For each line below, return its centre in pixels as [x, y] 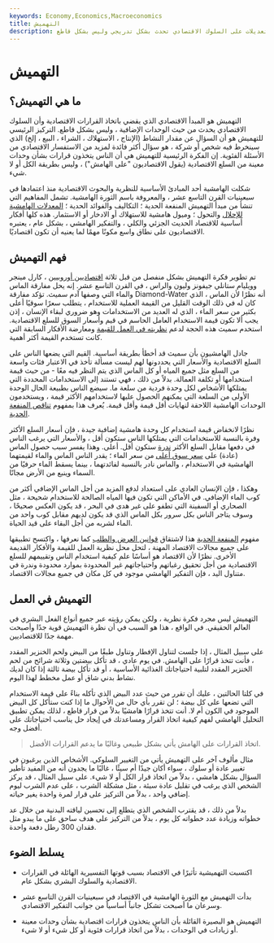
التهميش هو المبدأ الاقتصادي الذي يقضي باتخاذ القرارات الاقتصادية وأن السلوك [126, 121]
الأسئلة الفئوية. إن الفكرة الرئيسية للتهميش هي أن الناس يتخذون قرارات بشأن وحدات [137, 155]
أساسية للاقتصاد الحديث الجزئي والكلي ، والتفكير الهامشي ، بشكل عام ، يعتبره [126, 223]
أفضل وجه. [26, 728]
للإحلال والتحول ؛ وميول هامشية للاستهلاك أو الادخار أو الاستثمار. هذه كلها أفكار [126, 214]
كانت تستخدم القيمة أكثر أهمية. [56, 338]
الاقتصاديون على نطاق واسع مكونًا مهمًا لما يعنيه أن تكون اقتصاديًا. [107, 232]
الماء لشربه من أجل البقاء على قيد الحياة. [71, 523]
